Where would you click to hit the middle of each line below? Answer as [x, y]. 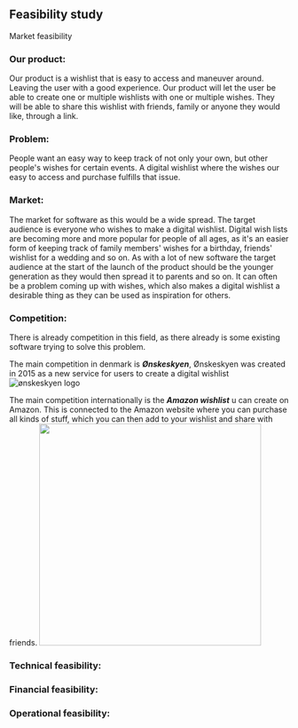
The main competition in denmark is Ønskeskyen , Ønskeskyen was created [148, 364]
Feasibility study [56, 15]
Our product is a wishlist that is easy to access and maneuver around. [137, 78]
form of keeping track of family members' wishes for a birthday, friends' [141, 248]
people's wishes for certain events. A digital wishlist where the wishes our [144, 168]
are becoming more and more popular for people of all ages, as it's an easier [149, 238]
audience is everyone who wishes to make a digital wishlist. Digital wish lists [149, 229]
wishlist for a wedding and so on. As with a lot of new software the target [143, 257]
